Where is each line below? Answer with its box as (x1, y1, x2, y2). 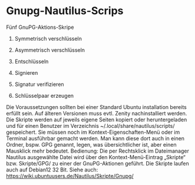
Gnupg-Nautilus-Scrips (6, 4, 124, 18)
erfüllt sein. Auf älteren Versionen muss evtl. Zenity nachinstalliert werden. (6, 110, 187, 117)
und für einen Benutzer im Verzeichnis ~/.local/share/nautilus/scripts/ (6, 122, 175, 129)
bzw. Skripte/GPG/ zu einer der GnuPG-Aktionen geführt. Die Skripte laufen (6, 160, 190, 167)
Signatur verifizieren (14, 81, 64, 88)
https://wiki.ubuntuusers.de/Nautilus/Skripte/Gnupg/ (6, 172, 134, 179)
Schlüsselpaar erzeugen (14, 92, 74, 99)
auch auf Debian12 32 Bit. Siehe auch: (6, 166, 98, 173)
